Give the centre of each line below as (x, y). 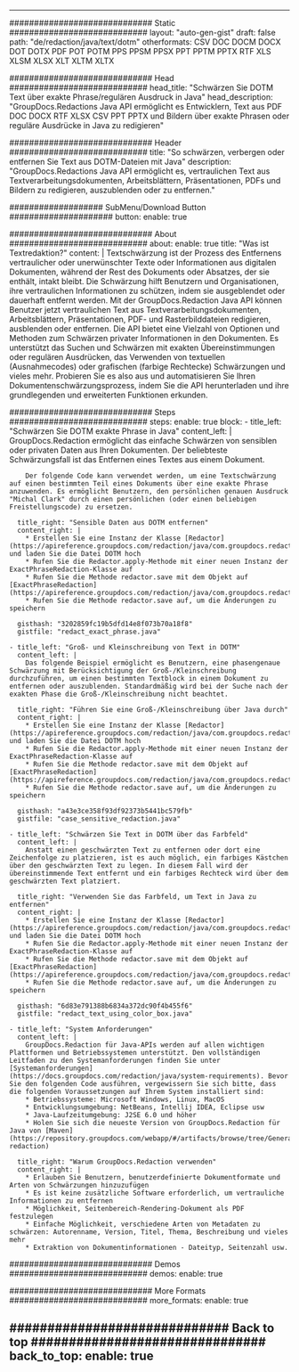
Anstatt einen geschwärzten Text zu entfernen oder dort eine (143, 850)
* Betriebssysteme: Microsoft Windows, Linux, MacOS (125, 1099)
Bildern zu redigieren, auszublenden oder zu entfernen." (112, 190)
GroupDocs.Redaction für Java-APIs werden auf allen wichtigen (145, 1045)
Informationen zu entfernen (61, 1201)
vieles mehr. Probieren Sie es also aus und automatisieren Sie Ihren (133, 376)
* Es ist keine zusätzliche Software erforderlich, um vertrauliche (155, 1193)
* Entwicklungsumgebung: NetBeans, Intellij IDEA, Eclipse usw (145, 1107)
